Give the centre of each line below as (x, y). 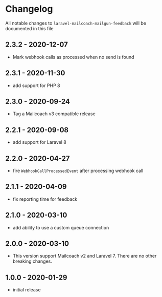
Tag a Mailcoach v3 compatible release (54, 114)
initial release (27, 290)
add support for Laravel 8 (39, 142)
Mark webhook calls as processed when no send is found (73, 57)
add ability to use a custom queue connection (61, 227)
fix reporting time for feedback (45, 199)
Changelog (29, 9)
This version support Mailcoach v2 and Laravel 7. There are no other (85, 256)
